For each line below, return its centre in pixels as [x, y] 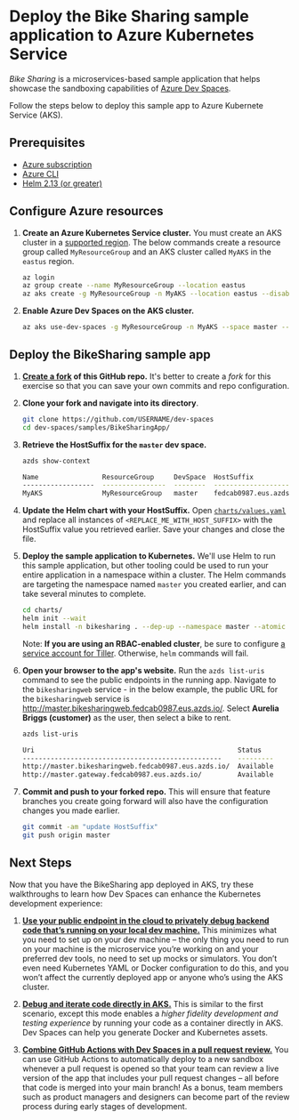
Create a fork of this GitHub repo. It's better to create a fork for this [146, 376]
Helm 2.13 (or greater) [62, 183]
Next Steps [40, 863]
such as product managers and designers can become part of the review [156, 1097]
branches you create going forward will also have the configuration [145, 802]
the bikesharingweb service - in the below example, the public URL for [150, 689]
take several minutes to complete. [84, 594]
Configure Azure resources [86, 211]
